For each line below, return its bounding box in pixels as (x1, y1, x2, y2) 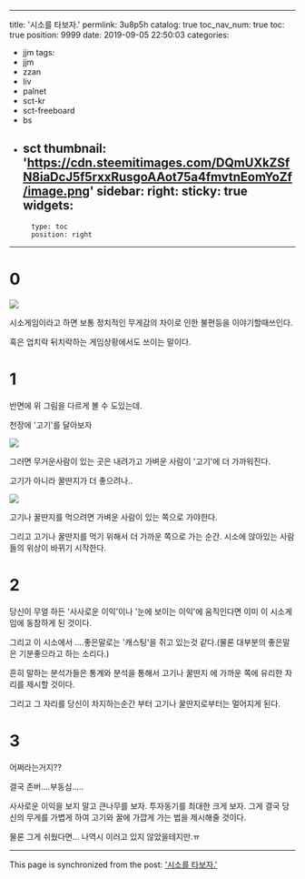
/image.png (22, 184, 91, 199)
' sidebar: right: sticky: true (89, 184, 248, 199)
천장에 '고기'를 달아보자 (9, 419, 93, 430)
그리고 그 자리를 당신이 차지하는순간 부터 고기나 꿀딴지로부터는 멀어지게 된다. (9, 698, 281, 709)
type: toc (31, 222, 68, 231)
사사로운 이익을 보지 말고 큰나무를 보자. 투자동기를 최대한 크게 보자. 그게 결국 (9, 800, 280, 811)
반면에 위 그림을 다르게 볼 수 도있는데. (9, 399, 143, 410)
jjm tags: (22, 47, 55, 57)
